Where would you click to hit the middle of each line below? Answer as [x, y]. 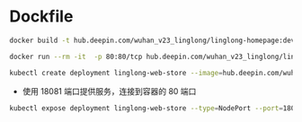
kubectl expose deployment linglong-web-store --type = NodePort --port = [146, 108]
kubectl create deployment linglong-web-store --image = [116, 73]
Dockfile [41, 17]
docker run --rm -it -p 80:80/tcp [76, 57]
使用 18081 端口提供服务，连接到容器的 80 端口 [109, 91]
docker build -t [40, 40]
